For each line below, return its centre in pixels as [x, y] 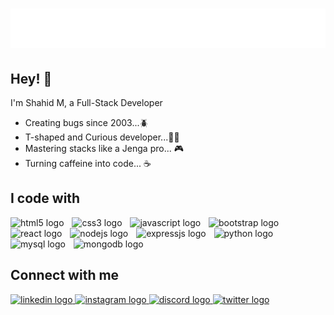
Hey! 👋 [31, 78]
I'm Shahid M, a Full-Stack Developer [86, 102]
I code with [45, 198]
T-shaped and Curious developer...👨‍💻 [102, 137]
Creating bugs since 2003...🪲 [86, 122]
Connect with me [65, 275]
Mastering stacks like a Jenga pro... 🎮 [104, 148]
